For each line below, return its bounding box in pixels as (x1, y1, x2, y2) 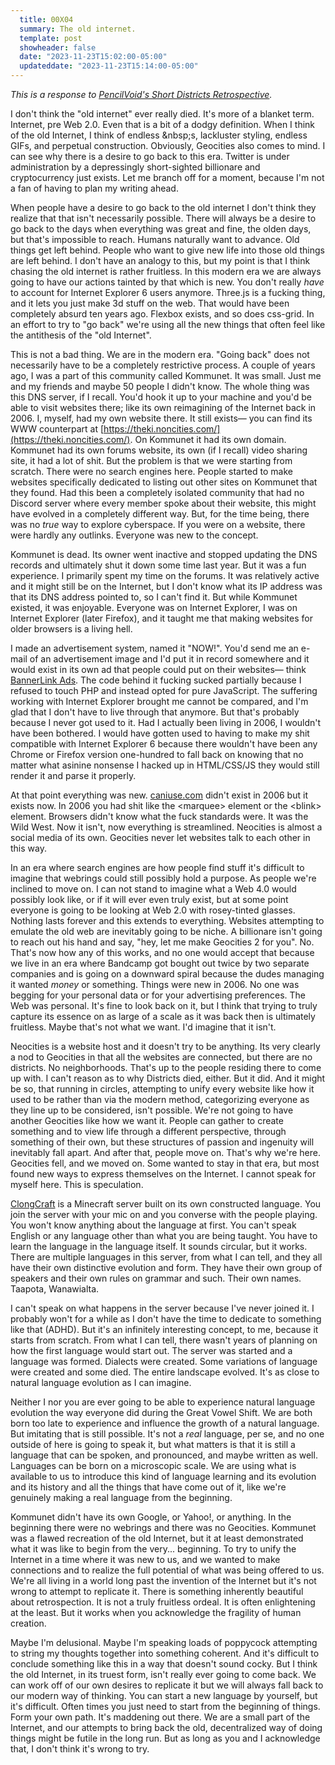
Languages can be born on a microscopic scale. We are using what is (10, 1460, 297, 1471)
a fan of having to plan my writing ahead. (10, 182, 179, 194)
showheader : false (19, 42, 97, 53)
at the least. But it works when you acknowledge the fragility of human (10, 1607, 302, 1618)
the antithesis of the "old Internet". (10, 329, 152, 341)
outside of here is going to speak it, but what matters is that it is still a (10, 1439, 296, 1450)
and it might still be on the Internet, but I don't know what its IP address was (10, 581, 323, 592)
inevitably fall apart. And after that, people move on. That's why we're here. (10, 1147, 321, 1158)
